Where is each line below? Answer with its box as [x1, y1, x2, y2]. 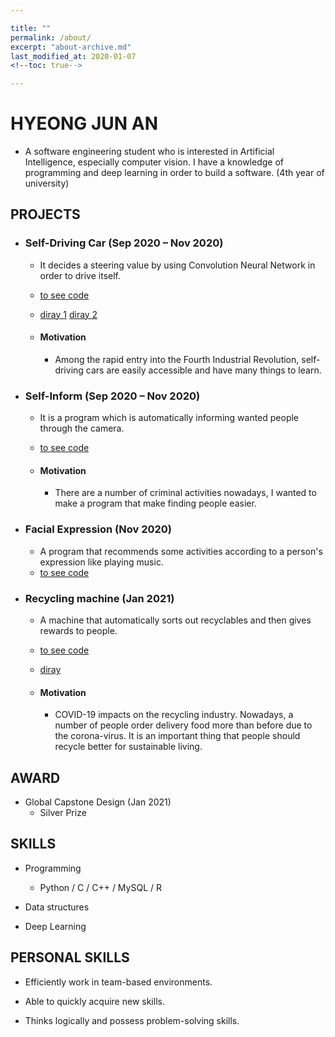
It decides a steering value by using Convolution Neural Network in [39, 259, 316, 271]
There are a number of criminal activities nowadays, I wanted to [54, 487, 317, 499]
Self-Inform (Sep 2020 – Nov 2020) [24, 389, 201, 403]
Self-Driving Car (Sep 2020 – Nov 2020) [24, 236, 224, 250]
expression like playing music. [39, 556, 164, 568]
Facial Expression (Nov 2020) [24, 522, 172, 536]
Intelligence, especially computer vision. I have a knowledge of [24, 156, 285, 168]
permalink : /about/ [10, 32, 92, 43]
